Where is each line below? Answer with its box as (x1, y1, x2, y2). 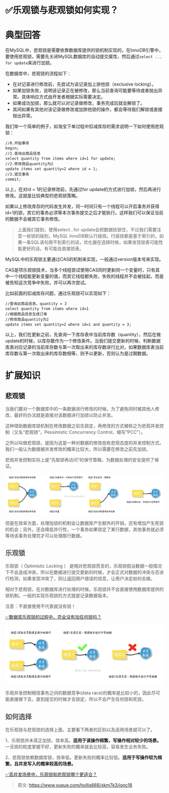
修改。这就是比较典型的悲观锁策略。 (5, 192, 80, 199)
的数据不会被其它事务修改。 (5, 216, 63, 222)
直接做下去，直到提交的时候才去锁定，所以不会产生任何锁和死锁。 (9, 696, 146, 702)
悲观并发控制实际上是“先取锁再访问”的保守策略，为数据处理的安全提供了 (5, 457, 155, 463)
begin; (5, 146, 19, 151)
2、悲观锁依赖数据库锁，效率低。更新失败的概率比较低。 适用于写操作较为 (5, 754, 158, 761)
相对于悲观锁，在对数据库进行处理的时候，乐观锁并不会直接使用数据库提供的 (5, 586, 164, 592)
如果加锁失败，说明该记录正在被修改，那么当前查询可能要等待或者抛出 (12, 88, 158, 94)
